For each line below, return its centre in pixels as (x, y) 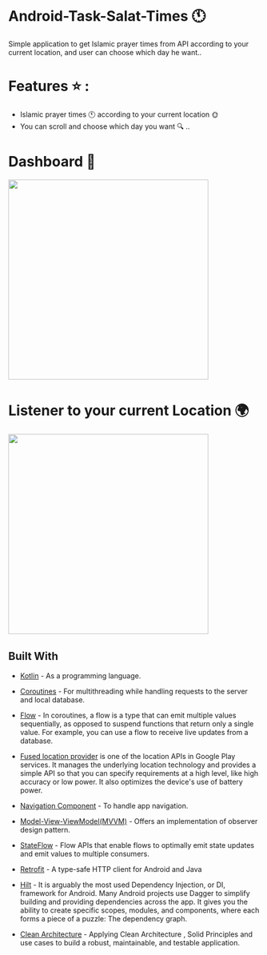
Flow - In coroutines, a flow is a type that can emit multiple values (128, 715)
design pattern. (45, 829)
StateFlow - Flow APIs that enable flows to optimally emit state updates (137, 845)
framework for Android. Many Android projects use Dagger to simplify (135, 893)
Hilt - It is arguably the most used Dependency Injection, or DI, (123, 885)
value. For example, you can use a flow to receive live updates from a (134, 732)
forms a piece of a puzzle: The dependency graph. (104, 918)
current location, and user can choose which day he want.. (105, 52)
